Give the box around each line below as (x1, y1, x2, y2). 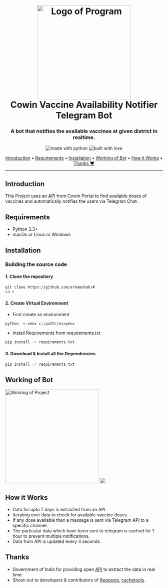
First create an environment (12, 311, 69, 317)
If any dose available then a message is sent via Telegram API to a (12, 517, 149, 523)
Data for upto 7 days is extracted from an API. (12, 507, 107, 513)
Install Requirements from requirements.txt (12, 330, 101, 336)
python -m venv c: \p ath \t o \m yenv (5, 321, 75, 326)
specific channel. (12, 522, 48, 529)
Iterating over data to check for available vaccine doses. (12, 512, 128, 518)
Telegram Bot (55, 110, 112, 121)
